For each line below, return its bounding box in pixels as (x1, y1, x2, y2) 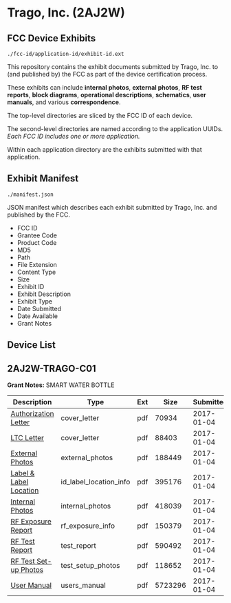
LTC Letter (10, 433, 45, 443)
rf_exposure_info (60, 521, 115, 531)
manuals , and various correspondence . (7, 98, 121, 106)
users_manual (60, 581, 107, 591)
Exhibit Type (16, 297, 53, 305)
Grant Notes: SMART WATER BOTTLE (7, 381, 115, 389)
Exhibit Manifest (7, 172, 79, 184)
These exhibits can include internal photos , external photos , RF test (7, 83, 203, 91)
